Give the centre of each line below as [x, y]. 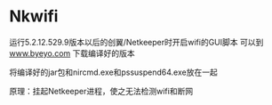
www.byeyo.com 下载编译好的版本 [72, 53]
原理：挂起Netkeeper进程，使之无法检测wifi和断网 [101, 91]
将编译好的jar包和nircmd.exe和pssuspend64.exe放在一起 [113, 72]
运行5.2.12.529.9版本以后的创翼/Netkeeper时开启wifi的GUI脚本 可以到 [136, 42]
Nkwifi [34, 16]
